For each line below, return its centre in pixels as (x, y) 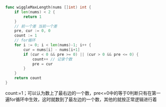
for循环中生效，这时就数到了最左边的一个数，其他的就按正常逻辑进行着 (83, 99)
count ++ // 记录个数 (52, 59)
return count (28, 78)
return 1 (33, 17)
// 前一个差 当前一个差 (36, 26)
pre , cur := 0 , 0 (33, 31)
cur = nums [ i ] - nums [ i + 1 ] (52, 50)
